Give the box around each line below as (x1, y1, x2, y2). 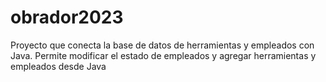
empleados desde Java (10, 60, 107, 72)
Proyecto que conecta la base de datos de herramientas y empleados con (10, 39, 315, 51)
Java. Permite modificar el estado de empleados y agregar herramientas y (10, 49, 317, 61)
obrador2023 (10, 6, 124, 29)
